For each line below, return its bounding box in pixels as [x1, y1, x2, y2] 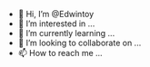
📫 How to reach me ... [17, 48, 103, 58]
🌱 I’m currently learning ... [17, 28, 115, 38]
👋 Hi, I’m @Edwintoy [17, 9, 95, 19]
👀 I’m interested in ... [17, 18, 95, 29]
